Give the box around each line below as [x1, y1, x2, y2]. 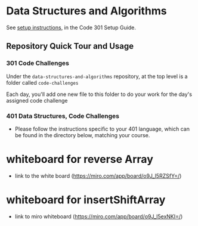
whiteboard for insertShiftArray [6, 193, 166, 207]
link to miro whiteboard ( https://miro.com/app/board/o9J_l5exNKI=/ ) [14, 213, 183, 220]
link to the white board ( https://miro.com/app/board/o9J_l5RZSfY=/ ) [14, 172, 182, 179]
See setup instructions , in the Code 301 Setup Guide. [6, 24, 136, 31]
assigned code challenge [6, 97, 68, 104]
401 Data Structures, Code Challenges [6, 112, 120, 120]
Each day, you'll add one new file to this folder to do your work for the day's [6, 91, 193, 98]
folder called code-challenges [6, 79, 79, 86]
